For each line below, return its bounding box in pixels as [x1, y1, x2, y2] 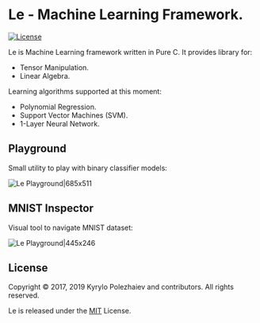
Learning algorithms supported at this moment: [8, 86, 162, 96]
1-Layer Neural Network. [19, 119, 101, 128]
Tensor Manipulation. [19, 62, 90, 72]
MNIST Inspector [8, 201, 94, 216]
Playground [8, 142, 67, 156]
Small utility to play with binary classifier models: [8, 163, 168, 173]
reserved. [8, 290, 40, 300]
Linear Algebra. [19, 71, 71, 80]
